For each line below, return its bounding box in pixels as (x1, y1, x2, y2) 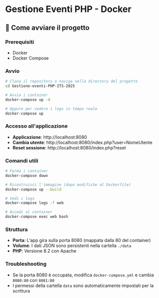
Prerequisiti (5, 38, 34, 45)
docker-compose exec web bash (5, 214, 69, 219)
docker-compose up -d (5, 97, 51, 102)
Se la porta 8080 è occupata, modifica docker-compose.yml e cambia (12, 271, 154, 278)
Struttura (5, 226, 28, 233)
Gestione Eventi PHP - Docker (5, 3, 132, 15)
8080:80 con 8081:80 (12, 277, 55, 283)
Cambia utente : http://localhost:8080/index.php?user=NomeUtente (12, 139, 153, 145)
